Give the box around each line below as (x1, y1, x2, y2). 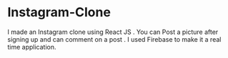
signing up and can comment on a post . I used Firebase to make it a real (7, 35, 222, 43)
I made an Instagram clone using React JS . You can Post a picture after (7, 28, 219, 36)
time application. (7, 42, 56, 51)
